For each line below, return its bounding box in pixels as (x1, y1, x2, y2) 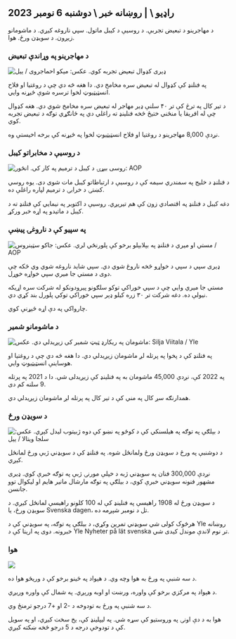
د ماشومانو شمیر (8, 321, 59, 331)
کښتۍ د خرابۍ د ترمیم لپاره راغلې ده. (8, 185, 105, 194)
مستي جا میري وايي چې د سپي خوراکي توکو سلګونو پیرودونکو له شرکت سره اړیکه (8, 283, 223, 291)
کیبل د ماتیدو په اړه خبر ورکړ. (8, 207, 84, 216)
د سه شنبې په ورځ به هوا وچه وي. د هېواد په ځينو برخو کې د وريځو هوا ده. (8, 573, 197, 582)
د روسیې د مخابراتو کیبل (8, 148, 80, 158)
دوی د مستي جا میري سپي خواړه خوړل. (8, 269, 112, 278)
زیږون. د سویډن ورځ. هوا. (8, 33, 75, 42)
